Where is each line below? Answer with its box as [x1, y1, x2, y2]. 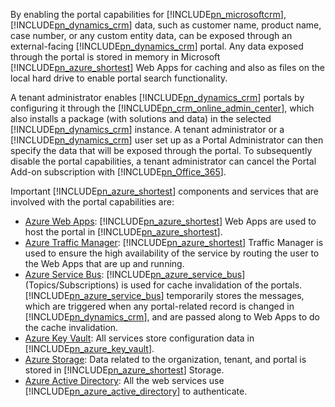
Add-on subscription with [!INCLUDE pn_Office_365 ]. [10, 166, 227, 178]
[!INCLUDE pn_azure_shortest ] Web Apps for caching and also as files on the [10, 62, 325, 73]
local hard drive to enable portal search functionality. [10, 72, 228, 84]
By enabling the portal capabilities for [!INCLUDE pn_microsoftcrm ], [10, 9, 287, 20]
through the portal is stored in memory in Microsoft [10, 51, 221, 63]
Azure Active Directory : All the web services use [24, 375, 225, 386]
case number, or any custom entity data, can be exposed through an [10, 30, 293, 41]
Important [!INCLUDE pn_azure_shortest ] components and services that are [10, 185, 319, 197]
